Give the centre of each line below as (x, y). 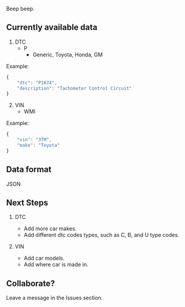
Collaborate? (31, 283)
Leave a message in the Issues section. (55, 298)
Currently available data (52, 27)
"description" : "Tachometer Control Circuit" (75, 88)
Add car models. (44, 258)
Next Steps (27, 203)
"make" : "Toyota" (38, 145)
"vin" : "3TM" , (34, 140)
